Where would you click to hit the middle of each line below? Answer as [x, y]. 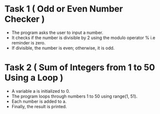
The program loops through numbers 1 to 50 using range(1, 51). [74, 96]
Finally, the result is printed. [39, 106]
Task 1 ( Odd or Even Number [64, 9]
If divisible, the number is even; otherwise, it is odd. [63, 48]
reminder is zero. [28, 43]
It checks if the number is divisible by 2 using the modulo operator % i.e [83, 38]
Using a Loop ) [34, 78]
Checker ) [25, 19]
